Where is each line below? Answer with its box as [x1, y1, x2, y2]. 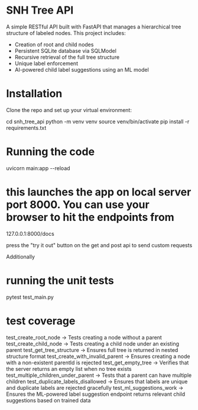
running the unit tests [6, 274, 114, 287]
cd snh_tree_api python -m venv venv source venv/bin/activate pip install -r [6, 118, 190, 125]
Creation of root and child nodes [14, 41, 94, 48]
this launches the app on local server [6, 185, 191, 198]
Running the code [6, 145, 95, 159]
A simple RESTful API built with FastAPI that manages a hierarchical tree [6, 23, 181, 30]
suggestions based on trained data [6, 396, 91, 403]
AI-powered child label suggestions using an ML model [14, 66, 149, 73]
